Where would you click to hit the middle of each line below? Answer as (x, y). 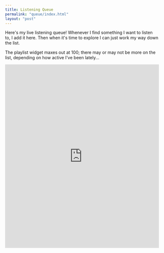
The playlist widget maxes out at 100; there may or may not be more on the (80, 52)
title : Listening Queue (29, 10)
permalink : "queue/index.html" (37, 14)
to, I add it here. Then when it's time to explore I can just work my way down (82, 38)
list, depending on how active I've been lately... (52, 58)
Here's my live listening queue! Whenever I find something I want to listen (79, 33)
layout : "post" (20, 19)
